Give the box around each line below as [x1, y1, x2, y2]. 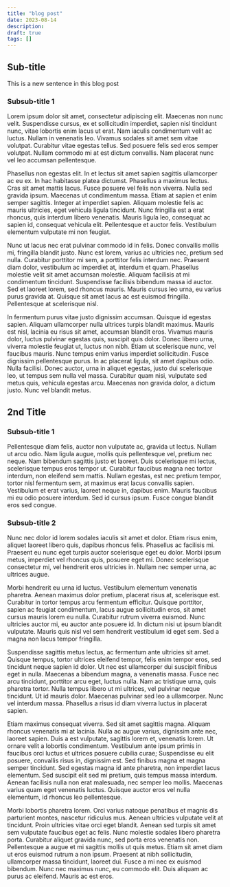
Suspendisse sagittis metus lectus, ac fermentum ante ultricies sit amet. [7, 648, 211, 656]
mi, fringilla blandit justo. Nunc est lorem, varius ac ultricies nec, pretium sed [7, 248, 224, 257]
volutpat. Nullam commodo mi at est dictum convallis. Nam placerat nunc [7, 149, 214, 157]
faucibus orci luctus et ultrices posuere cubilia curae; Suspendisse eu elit [7, 749, 214, 758]
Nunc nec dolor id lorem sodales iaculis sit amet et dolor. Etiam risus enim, [7, 534, 218, 542]
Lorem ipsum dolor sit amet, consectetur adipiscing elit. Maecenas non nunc [7, 112, 224, 120]
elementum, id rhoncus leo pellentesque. [7, 793, 123, 802]
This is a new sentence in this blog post [7, 79, 119, 87]
